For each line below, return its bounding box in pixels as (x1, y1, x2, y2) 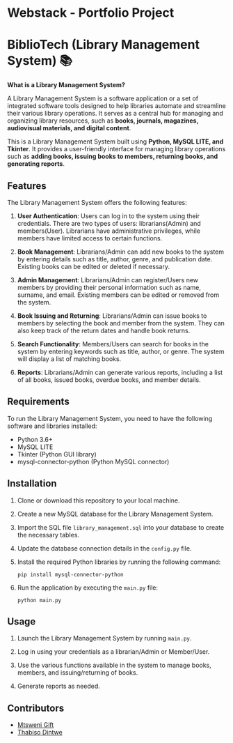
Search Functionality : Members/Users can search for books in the (17, 339, 209, 348)
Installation (7, 477, 57, 489)
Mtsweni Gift (17, 721, 54, 729)
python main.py (17, 597, 62, 604)
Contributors (7, 702, 65, 714)
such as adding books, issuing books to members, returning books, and (7, 152, 218, 161)
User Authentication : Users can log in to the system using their (17, 211, 200, 220)
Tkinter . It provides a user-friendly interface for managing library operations (7, 145, 226, 153)
